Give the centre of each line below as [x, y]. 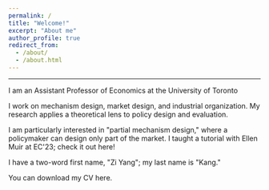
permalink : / [30, 16]
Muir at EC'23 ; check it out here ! [62, 146]
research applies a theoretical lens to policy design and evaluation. [118, 114]
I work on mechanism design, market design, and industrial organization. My [134, 105]
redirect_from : [34, 46]
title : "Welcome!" [39, 23]
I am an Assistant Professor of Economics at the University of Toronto [123, 90]
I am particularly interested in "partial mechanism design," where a [118, 129]
